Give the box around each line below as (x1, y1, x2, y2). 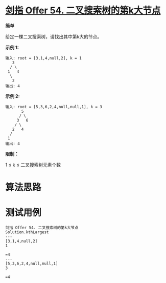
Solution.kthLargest (5, 230, 50, 235)
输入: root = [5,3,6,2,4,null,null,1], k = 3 (5, 104, 102, 109)
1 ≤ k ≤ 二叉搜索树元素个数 (5, 161, 61, 168)
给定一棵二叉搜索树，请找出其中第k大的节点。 (5, 33, 102, 39)
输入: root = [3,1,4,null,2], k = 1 (5, 55, 82, 60)
